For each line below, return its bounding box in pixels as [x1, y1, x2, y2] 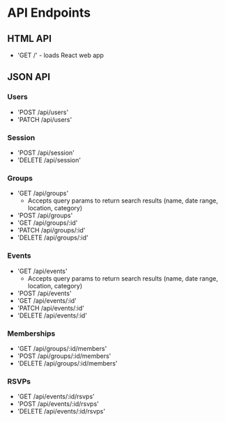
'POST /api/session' [17, 148, 75, 157]
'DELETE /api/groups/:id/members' [17, 359, 118, 367]
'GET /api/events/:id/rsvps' [17, 392, 95, 401]
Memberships [7, 329, 56, 338]
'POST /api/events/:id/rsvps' [17, 400, 99, 408]
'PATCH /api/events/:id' [17, 304, 85, 312]
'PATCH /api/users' [17, 115, 72, 123]
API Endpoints [7, 5, 91, 21]
